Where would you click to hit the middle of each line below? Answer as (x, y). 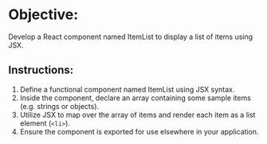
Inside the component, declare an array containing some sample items (135, 98)
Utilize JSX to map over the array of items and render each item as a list (137, 115)
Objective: (43, 15)
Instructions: (41, 70)
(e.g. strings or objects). (59, 106)
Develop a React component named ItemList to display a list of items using (131, 37)
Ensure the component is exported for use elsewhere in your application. (139, 131)
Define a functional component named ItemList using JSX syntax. (127, 89)
